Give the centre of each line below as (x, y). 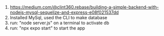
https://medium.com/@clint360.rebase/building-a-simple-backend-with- (84, 7)
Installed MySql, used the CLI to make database (58, 18)
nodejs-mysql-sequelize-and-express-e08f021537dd (64, 12)
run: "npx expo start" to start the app (47, 28)
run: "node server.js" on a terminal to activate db (59, 23)
